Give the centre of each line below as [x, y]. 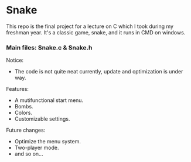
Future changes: [26, 130]
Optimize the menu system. [47, 142]
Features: [18, 89]
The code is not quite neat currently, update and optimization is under [99, 72]
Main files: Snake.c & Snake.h [49, 47]
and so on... [29, 154]
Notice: [15, 60]
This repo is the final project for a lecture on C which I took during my [90, 26]
